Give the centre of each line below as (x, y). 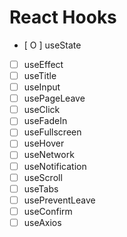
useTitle (40, 75)
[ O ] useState (52, 45)
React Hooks (63, 17)
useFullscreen (52, 132)
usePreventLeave (59, 200)
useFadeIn (45, 121)
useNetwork (49, 155)
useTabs (41, 188)
